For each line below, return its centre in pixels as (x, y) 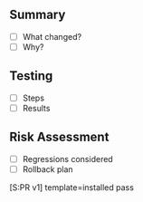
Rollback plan (48, 169)
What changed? (52, 36)
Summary (38, 15)
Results (36, 108)
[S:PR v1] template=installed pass (71, 187)
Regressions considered (67, 159)
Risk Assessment (59, 137)
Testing (31, 76)
